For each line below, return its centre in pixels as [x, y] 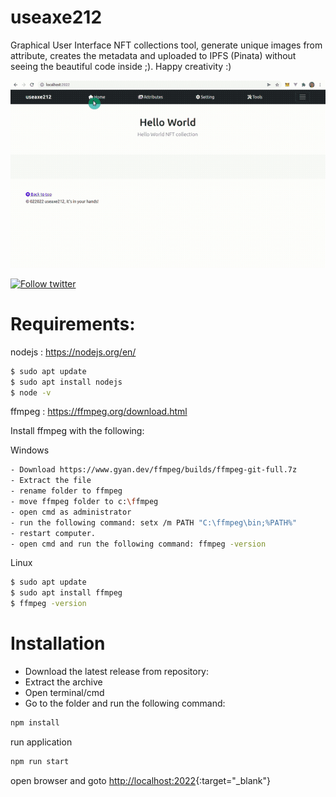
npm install [35, 722]
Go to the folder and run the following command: [125, 703]
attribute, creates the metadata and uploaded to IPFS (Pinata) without [153, 55]
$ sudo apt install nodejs [66, 382]
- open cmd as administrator [71, 512]
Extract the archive [63, 682]
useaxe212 [56, 17]
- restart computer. [53, 533]
